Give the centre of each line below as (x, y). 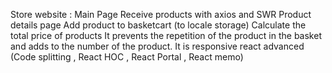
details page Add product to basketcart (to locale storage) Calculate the (158, 25)
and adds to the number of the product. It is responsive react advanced (157, 46)
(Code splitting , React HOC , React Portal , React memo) (127, 57)
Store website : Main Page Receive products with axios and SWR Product (161, 14)
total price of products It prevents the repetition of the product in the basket (166, 35)
